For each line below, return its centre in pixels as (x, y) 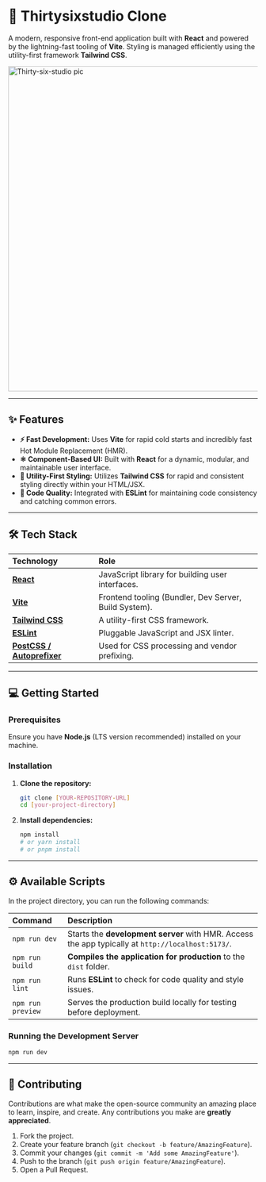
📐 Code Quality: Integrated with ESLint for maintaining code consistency (138, 493)
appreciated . (30, 1120)
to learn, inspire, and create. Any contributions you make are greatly (120, 1112)
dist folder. (89, 966)
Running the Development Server (74, 1036)
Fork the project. (47, 1136)
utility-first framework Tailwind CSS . (68, 55)
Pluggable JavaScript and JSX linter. (166, 632)
